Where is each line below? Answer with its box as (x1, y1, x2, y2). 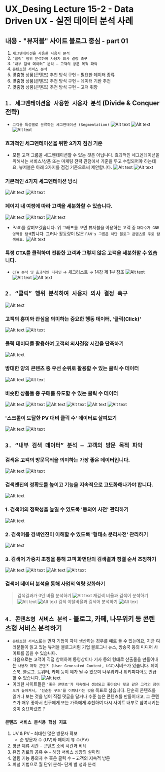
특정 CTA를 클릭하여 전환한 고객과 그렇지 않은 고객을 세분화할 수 (5, 249, 147, 256)
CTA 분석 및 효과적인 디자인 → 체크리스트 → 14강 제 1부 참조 (12, 269, 125, 275)
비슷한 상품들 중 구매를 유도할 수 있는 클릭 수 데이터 (5, 390, 118, 397)
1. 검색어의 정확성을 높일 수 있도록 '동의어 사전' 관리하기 (5, 506, 129, 513)
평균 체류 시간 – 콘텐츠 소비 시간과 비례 (12, 742, 87, 749)
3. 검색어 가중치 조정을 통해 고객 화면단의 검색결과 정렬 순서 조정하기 (5, 556, 157, 563)
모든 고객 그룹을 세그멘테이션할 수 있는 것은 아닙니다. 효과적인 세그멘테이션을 (12, 152, 160, 158)
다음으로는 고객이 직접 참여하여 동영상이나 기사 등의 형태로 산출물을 (12, 656, 141, 662)
